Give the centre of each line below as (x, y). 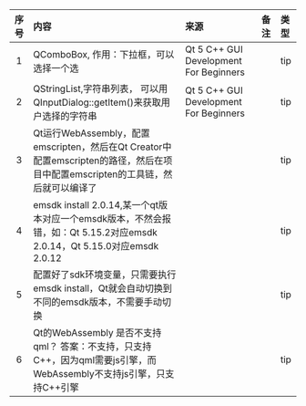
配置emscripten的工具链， (107, 174)
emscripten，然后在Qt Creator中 (102, 147)
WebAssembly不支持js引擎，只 (99, 374)
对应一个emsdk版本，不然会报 (107, 219)
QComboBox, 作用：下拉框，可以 (104, 54)
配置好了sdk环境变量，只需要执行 (105, 275)
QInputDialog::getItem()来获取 (97, 102)
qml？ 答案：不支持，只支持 (92, 346)
